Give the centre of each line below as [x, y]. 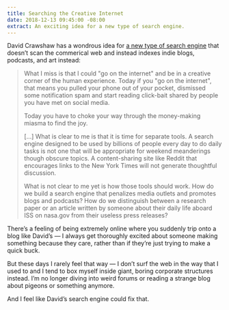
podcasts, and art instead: [44, 60]
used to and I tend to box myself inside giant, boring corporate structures [110, 271]
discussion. [40, 173]
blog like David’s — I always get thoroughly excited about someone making [112, 236]
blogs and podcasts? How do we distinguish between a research [115, 201]
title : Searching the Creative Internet [66, 13]
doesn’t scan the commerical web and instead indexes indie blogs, [101, 53]
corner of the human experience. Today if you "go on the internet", [118, 81]
